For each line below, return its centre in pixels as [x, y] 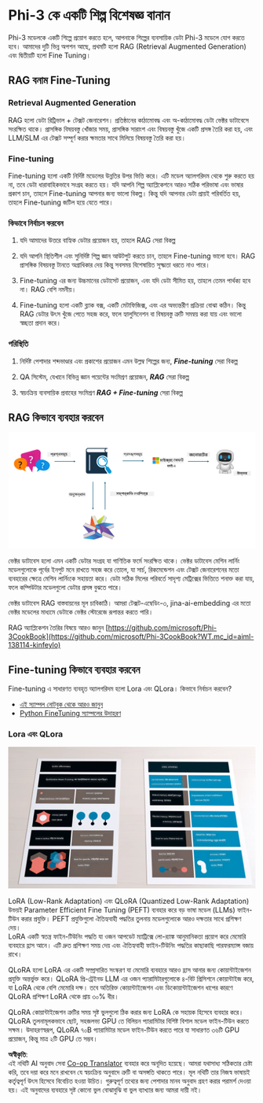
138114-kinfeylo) [35, 645]
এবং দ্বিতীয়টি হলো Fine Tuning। [50, 55]
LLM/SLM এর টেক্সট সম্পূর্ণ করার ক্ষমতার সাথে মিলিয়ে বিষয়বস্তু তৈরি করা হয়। [97, 138]
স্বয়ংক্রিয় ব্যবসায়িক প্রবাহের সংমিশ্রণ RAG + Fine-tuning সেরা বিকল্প [101, 393]
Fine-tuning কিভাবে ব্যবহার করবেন [74, 670]
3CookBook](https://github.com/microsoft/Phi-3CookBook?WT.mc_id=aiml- [131, 636]
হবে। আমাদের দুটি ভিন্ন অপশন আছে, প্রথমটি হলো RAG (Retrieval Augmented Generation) [128, 46]
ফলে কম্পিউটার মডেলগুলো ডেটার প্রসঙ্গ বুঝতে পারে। [66, 588]
